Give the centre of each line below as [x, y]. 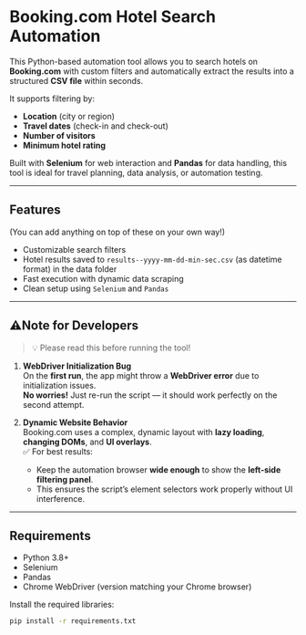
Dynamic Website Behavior [75, 422]
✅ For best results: [57, 451]
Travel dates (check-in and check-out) [95, 126]
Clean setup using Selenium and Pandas [96, 288]
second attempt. [53, 404]
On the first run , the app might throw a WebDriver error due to [141, 375]
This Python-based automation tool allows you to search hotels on [133, 61]
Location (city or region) [69, 116]
